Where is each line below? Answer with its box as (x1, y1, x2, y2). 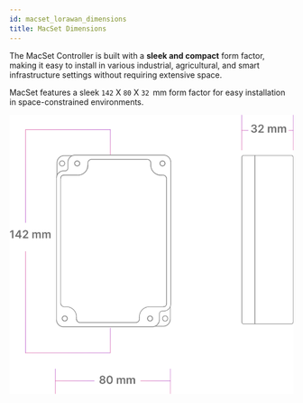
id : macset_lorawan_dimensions (9, 14, 127, 23)
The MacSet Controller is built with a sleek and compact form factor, (9, 50, 265, 61)
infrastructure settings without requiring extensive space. (9, 69, 223, 80)
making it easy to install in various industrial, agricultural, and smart (9, 60, 260, 70)
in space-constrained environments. (9, 96, 144, 108)
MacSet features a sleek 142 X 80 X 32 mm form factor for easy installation (9, 87, 286, 98)
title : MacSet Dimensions (9, 23, 106, 33)
